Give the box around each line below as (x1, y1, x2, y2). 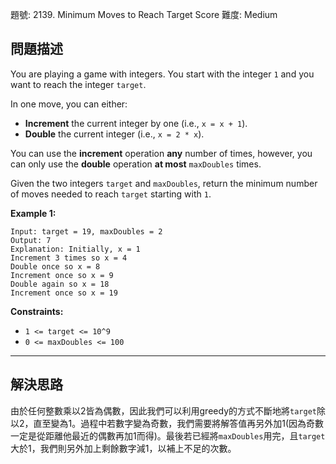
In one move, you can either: (10, 98, 128, 110)
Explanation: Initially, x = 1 (10, 244, 141, 254)
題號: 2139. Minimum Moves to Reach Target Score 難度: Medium (10, 9, 278, 20)
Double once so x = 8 (10, 261, 101, 272)
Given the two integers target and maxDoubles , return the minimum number (10, 177, 318, 189)
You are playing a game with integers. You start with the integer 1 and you (10, 68, 315, 80)
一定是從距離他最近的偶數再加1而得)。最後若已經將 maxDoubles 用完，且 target (10, 429, 326, 442)
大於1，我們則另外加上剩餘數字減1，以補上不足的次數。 (10, 442, 237, 454)
